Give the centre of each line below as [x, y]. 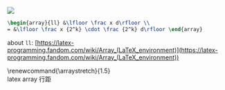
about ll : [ [22, 42]
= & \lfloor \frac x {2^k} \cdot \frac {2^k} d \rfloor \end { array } [105, 29]
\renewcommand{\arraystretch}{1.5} [59, 71]
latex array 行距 [29, 79]
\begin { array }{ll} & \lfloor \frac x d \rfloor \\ [79, 23]
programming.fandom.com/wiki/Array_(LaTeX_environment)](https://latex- [112, 50]
